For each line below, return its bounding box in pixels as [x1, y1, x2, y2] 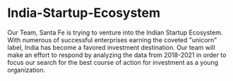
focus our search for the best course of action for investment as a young [7, 58, 219, 66]
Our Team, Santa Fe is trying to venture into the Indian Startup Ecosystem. [7, 28, 223, 37]
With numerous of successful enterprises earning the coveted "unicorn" [7, 35, 217, 44]
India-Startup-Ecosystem [7, 5, 161, 21]
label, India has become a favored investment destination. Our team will [7, 43, 215, 51]
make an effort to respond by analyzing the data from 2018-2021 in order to [7, 51, 227, 59]
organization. [7, 66, 46, 74]
